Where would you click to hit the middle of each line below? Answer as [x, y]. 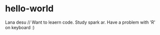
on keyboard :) [20, 27]
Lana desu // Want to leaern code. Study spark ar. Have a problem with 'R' [80, 22]
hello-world [30, 9]
